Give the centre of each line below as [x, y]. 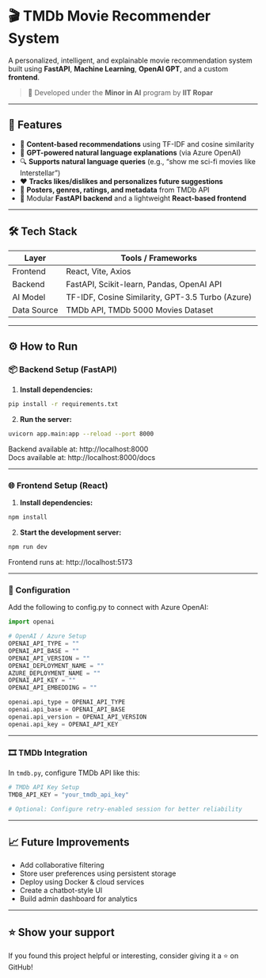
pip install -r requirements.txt [63, 405]
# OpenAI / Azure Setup [47, 636]
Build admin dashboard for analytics [78, 899]
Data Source [35, 309]
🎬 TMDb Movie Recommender [110, 16]
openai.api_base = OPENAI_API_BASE [67, 710]
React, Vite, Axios [99, 271]
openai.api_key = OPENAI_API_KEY [63, 724]
